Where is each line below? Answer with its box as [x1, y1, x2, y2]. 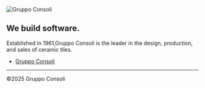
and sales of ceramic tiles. [6, 46, 73, 53]
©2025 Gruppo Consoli [6, 75, 65, 82]
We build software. [6, 23, 80, 33]
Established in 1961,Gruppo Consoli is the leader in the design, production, [6, 39, 193, 47]
